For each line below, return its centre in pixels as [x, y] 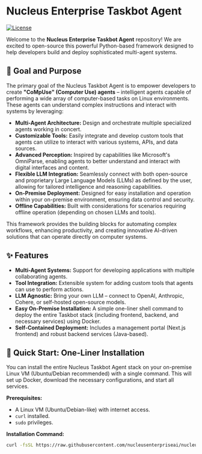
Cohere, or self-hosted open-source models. [70, 302]
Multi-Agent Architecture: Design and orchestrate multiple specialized [103, 123]
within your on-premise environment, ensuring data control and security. [105, 199]
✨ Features [27, 256]
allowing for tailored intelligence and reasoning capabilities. [88, 186]
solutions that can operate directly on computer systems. [77, 236]
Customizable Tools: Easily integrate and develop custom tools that [99, 135]
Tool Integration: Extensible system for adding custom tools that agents [104, 283]
